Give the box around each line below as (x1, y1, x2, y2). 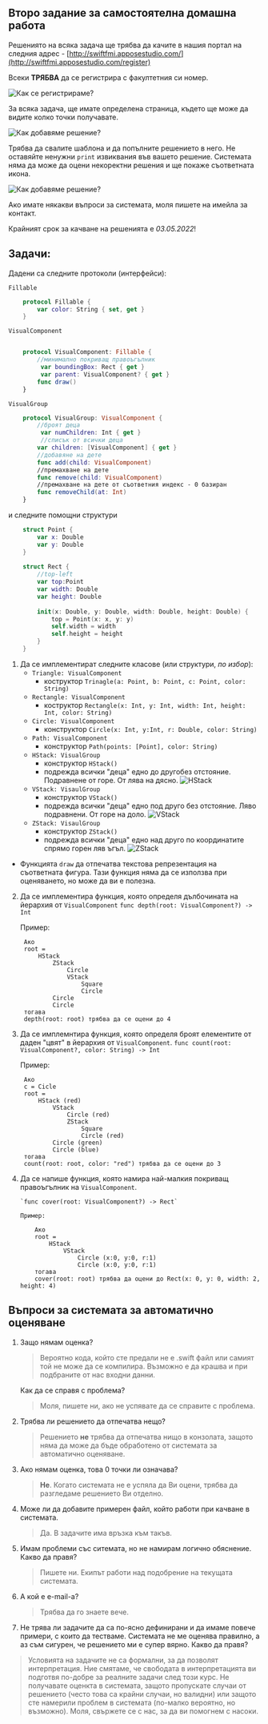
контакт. (8, 208, 37, 218)
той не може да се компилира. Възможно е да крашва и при (39, 1361, 248, 1371)
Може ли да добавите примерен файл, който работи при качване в (19, 1504, 250, 1513)
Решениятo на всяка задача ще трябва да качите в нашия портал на (8, 40, 242, 50)
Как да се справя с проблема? (19, 1385, 126, 1395)
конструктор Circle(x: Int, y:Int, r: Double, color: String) (43, 724, 258, 733)
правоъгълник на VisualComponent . (19, 1182, 138, 1192)
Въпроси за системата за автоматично (8, 1304, 214, 1317)
